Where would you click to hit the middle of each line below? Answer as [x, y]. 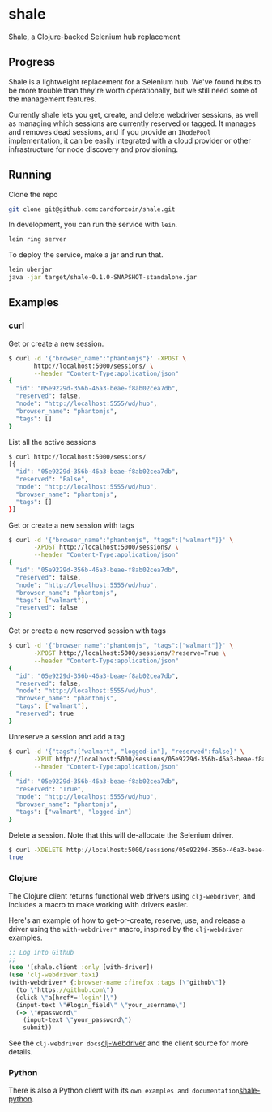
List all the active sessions [52, 442]
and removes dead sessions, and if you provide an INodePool [110, 131]
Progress [32, 62]
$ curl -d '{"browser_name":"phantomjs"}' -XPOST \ [97, 358]
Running [30, 175]
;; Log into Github [41, 952]
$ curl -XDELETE [36, 850]
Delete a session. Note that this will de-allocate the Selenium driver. [121, 835]
